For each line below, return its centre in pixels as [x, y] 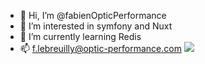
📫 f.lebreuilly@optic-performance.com [100, 48]
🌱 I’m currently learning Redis [80, 36]
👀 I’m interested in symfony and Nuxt [96, 26]
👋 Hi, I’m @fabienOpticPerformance [93, 15]
